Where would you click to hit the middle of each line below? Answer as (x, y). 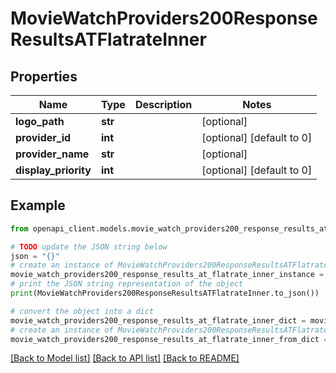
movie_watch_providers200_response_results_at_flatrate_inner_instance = (167, 275)
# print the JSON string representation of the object (127, 284)
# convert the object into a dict (82, 311)
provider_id (43, 137)
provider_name (52, 154)
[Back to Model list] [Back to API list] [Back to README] (125, 358)
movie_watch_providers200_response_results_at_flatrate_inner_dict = (158, 320)
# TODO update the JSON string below (89, 247)
